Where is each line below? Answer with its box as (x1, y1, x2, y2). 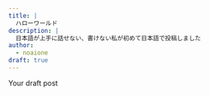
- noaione (15, 49, 48, 57)
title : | (8, 11, 38, 20)
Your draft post (8, 78, 59, 88)
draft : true (8, 57, 48, 65)
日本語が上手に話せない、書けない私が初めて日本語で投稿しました (15, 34, 201, 42)
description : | (8, 26, 59, 34)
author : (8, 42, 35, 50)
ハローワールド (15, 19, 58, 27)
